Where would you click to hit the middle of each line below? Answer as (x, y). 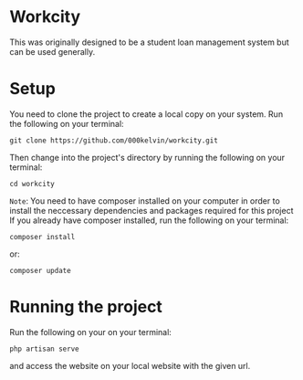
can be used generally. (52, 51)
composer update (40, 270)
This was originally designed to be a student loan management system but (149, 42)
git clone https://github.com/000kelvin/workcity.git (114, 140)
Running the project (86, 307)
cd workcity (32, 184)
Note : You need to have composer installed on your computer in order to (145, 201)
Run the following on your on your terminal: (90, 332)
